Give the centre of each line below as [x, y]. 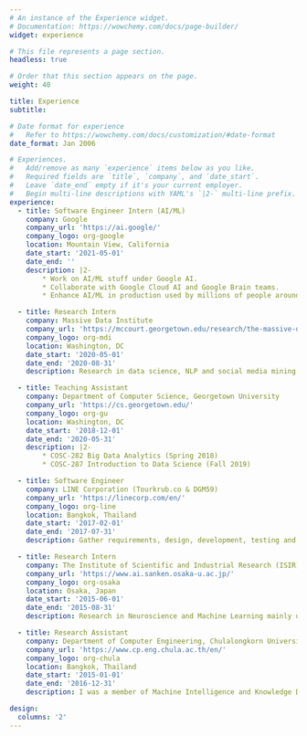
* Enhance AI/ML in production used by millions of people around [171, 296]
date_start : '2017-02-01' [75, 523]
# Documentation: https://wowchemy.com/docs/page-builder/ [124, 26]
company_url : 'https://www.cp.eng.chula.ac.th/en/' [126, 649]
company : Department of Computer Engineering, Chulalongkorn [144, 641]
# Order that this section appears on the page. [104, 77]
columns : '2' [42, 717]
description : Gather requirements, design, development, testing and [161, 541]
